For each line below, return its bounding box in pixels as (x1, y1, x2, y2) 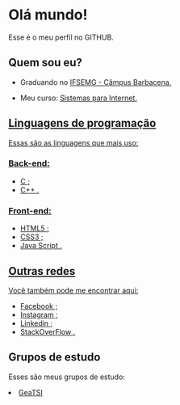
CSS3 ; (19, 232, 44, 242)
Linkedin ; (19, 318, 53, 328)
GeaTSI (19, 387, 43, 397)
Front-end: (8, 205, 52, 216)
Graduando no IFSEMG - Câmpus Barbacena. (19, 77, 172, 86)
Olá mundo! (8, 6, 88, 24)
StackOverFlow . (19, 327, 76, 336)
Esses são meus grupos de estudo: (8, 372, 125, 382)
